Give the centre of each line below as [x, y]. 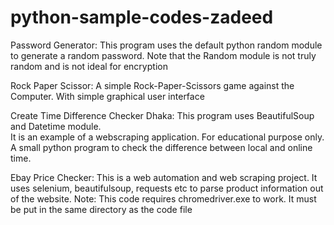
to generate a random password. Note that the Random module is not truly [163, 55]
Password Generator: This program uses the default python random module [166, 45]
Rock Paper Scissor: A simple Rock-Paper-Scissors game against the [152, 85]
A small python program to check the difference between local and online [161, 147]
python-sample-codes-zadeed [142, 17]
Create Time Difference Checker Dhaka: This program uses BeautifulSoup [162, 115]
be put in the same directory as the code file [101, 209]
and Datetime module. [56, 126]
